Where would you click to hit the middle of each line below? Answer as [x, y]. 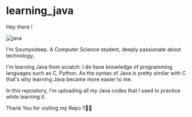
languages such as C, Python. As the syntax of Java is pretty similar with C [96, 73]
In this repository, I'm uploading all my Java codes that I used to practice [93, 90]
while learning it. [26, 97]
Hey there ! [20, 27]
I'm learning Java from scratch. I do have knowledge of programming [89, 67]
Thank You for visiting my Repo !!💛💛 [49, 108]
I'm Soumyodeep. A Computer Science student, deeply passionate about [94, 49]
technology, [20, 55]
